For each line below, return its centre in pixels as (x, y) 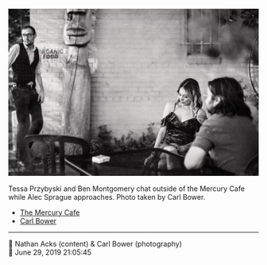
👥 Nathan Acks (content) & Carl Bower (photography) (95, 244)
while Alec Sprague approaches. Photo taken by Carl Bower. (107, 197)
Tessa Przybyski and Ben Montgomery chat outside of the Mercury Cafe (126, 189)
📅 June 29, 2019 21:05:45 (50, 252)
